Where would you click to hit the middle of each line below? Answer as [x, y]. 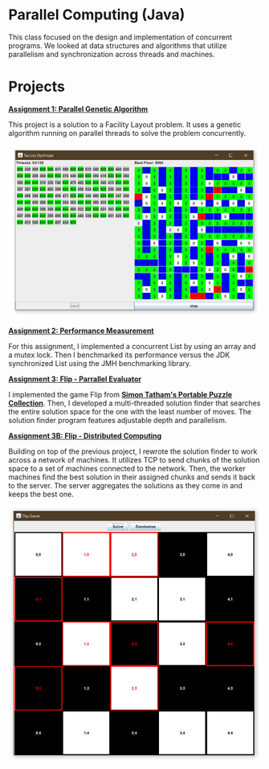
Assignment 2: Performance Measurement [81, 331]
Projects [37, 87]
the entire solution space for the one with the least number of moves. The [130, 412]
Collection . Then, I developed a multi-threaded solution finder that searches [134, 403]
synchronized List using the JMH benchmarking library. [100, 364]
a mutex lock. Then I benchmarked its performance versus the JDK [119, 355]
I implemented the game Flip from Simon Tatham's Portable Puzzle [120, 395]
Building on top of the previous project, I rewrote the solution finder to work [133, 451]
